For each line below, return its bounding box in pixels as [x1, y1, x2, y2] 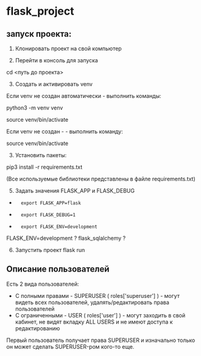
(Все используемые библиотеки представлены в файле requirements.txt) [6, 176, 196, 182]
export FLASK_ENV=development [21, 224, 97, 230]
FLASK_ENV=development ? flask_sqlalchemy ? [6, 234, 126, 242]
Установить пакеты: [15, 152, 67, 158]
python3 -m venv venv [6, 104, 63, 111]
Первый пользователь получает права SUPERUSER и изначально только [6, 336, 196, 344]
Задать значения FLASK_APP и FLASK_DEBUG [15, 187, 135, 194]
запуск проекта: [6, 29, 72, 39]
